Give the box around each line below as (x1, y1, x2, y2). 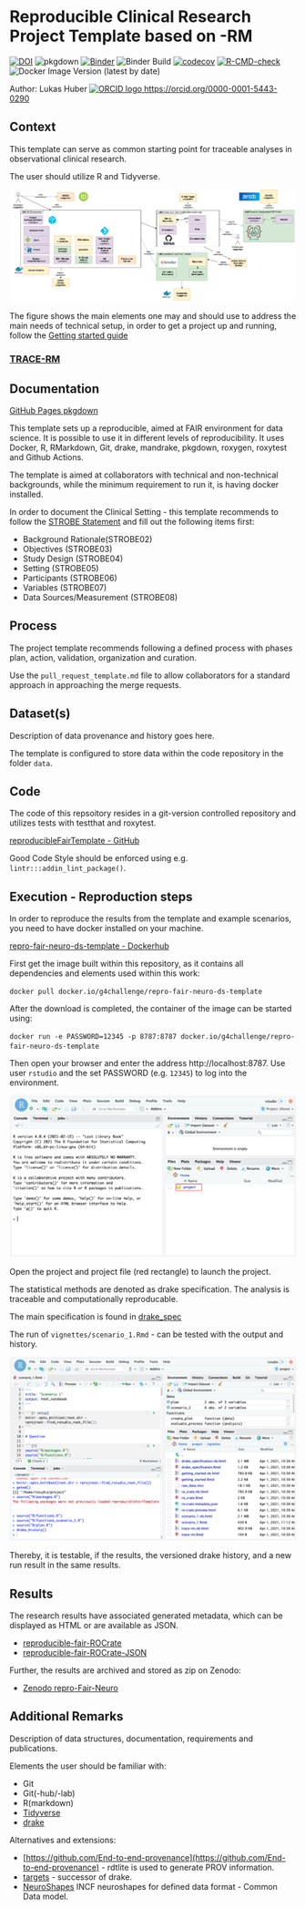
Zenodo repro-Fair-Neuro (22, 1682, 118, 1693)
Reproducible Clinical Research (9, 6, 252, 27)
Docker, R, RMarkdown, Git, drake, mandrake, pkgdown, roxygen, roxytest (9, 442, 288, 453)
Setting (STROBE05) (22, 563, 99, 574)
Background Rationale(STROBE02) (22, 534, 153, 545)
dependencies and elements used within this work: (9, 968, 200, 979)
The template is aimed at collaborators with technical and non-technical (9, 469, 279, 480)
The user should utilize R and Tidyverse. (9, 170, 161, 181)
